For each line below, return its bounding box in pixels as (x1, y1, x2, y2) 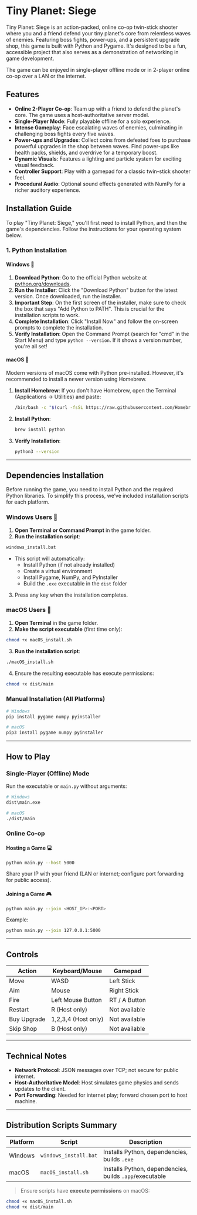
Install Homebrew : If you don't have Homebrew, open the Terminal (14, 387, 176, 394)
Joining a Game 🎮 (6, 890, 52, 897)
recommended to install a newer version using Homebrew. (6, 375, 147, 382)
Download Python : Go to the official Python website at (14, 274, 147, 281)
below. (6, 231, 22, 239)
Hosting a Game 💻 (6, 844, 53, 851)
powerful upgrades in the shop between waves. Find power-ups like (14, 142, 179, 149)
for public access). (6, 877, 52, 884)
